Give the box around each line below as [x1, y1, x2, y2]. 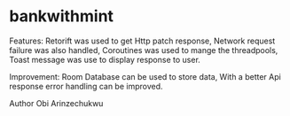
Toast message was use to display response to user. [9, 54, 201, 65]
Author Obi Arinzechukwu [9, 97, 104, 108]
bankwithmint [9, 6, 114, 27]
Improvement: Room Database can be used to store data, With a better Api [9, 71, 281, 81]
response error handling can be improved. [9, 81, 163, 91]
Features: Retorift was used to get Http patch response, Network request [9, 35, 276, 46]
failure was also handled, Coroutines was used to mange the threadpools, [9, 44, 278, 55]
